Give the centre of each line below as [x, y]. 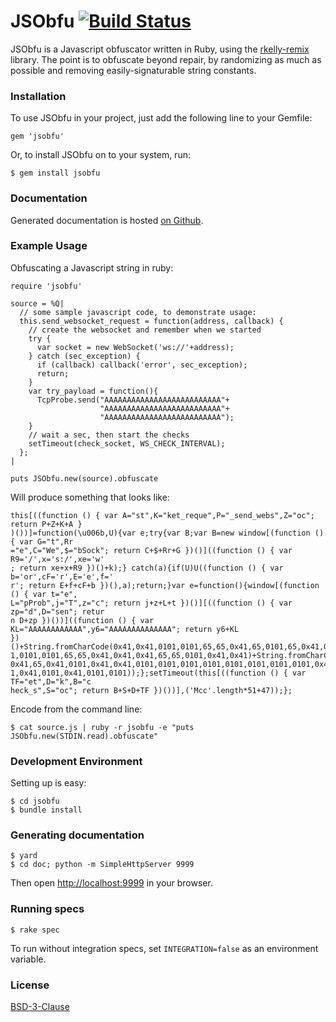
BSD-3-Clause [40, 1007]
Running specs [47, 909]
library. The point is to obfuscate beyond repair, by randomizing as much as [166, 59]
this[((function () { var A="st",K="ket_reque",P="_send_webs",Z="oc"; [162, 515]
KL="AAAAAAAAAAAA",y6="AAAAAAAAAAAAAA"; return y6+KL [125, 629]
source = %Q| [37, 303]
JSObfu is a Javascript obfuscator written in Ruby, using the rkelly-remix [160, 49]
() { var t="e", [44, 594]
